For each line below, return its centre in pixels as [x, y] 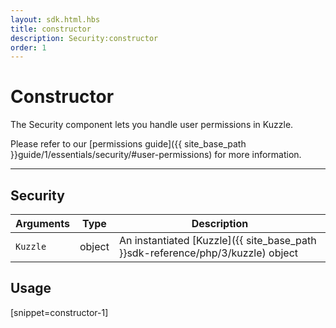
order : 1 [28, 47]
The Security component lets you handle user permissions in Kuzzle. [152, 125]
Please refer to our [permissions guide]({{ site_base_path [128, 144]
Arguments [42, 223]
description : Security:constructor [84, 38]
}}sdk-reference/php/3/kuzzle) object [208, 253]
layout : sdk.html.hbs [55, 19]
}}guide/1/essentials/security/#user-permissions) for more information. [156, 155]
